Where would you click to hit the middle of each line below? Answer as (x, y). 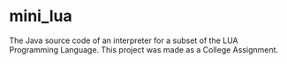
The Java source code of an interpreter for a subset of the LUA (124, 40)
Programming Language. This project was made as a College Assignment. (144, 49)
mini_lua (41, 16)
